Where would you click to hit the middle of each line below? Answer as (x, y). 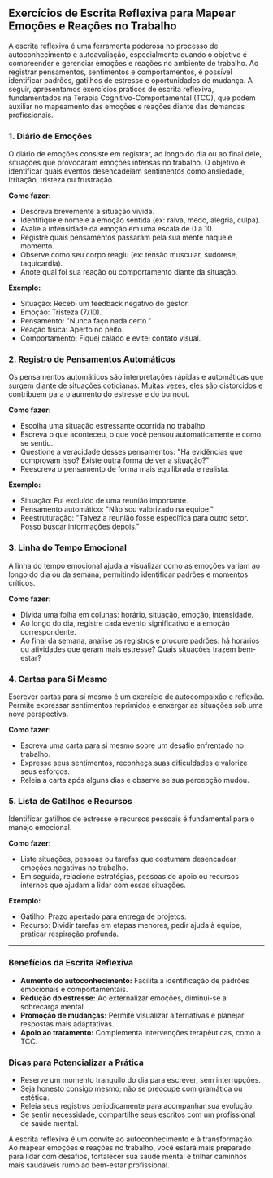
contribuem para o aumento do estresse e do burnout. (99, 394)
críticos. (22, 582)
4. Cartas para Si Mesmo (58, 679)
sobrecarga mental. (53, 1006)
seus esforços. (45, 771)
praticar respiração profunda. (69, 934)
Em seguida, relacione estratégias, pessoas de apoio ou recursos (130, 877)
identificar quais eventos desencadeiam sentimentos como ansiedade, (127, 171)
